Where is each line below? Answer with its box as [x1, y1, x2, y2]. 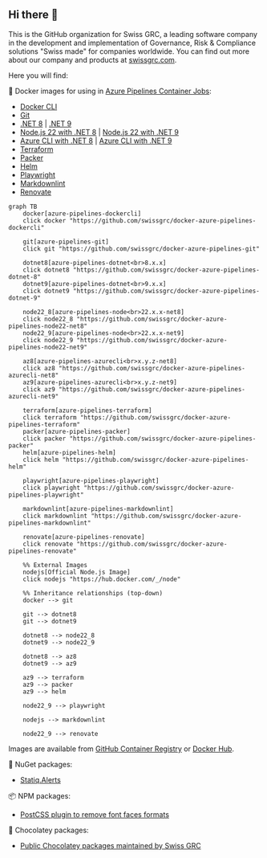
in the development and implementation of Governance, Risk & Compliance [8, 38, 257, 47]
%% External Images [22, 561, 88, 569]
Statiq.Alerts [19, 774, 62, 784]
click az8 [22, 364, 56, 372]
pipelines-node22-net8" [8, 322, 88, 330]
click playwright [22, 484, 81, 492]
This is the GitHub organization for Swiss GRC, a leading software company [8, 29, 258, 39]
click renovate [22, 540, 74, 548]
